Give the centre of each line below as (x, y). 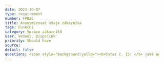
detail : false (20, 50)
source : (13, 45)
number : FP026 (20, 18)
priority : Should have (28, 41)
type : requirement (24, 14)
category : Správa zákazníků (34, 32)
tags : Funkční (20, 27)
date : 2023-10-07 (23, 9)
